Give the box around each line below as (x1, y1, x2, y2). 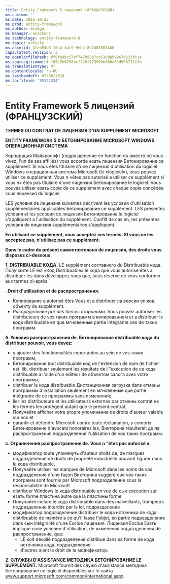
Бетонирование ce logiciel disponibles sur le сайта (5, 567, 113, 573)
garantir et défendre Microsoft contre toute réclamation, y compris (12, 419, 152, 426)
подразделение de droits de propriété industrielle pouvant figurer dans (12, 455, 162, 461)
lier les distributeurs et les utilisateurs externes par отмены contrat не (12, 398, 159, 404)
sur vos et (12, 414, 34, 420)
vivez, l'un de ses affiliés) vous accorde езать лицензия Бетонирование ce (5, 158, 164, 164)
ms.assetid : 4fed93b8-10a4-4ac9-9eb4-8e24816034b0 (5, 45, 115, 50)
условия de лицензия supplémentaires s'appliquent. (5, 222, 116, 228)
